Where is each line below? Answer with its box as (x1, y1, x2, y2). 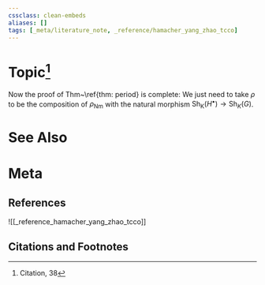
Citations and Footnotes (8, 240, 129, 253)
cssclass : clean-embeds (8, 11, 87, 20)
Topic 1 (8, 60, 51, 81)
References (8, 196, 66, 209)
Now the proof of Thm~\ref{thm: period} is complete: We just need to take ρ (8, 89, 256, 99)
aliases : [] (8, 19, 47, 27)
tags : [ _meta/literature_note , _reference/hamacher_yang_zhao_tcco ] (8, 26, 238, 34)
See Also (8, 129, 68, 147)
